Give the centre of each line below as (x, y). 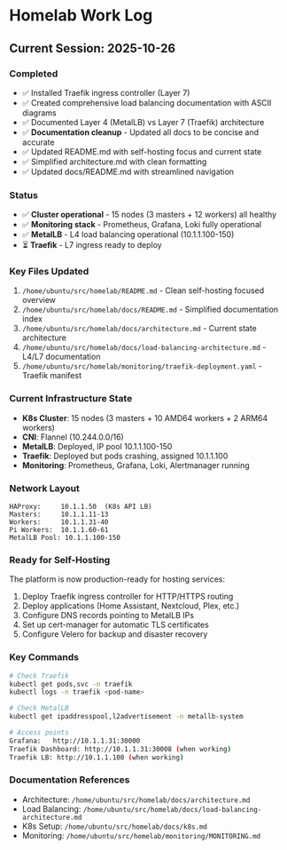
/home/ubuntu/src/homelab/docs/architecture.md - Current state (139, 329)
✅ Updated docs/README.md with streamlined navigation (128, 171)
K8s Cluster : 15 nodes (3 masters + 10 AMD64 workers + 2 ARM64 (145, 417)
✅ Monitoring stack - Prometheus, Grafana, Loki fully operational (142, 225)
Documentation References (70, 780)
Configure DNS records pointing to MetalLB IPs (108, 616)
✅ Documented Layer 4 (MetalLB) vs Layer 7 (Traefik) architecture (143, 122)
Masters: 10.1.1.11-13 (59, 515)
